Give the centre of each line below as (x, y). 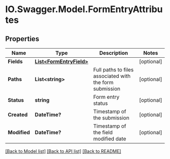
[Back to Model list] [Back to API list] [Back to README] (63, 151)
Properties (22, 39)
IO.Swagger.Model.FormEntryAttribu (84, 9)
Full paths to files (114, 70)
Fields (15, 62)
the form (103, 82)
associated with (112, 76)
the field (103, 132)
